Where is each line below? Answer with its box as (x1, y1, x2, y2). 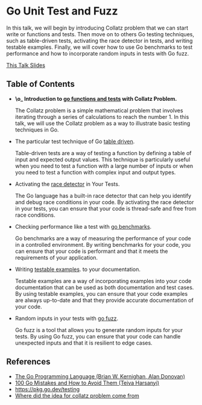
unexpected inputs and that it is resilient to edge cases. (14, 339, 153, 346)
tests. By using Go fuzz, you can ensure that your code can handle (14, 333, 181, 340)
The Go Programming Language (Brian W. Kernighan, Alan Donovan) (14, 372, 185, 380)
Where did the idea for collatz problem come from (14, 392, 140, 399)
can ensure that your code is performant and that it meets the (14, 247, 168, 255)
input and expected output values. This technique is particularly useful (14, 156, 191, 163)
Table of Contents (6, 79, 75, 89)
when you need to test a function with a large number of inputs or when (14, 162, 194, 170)
